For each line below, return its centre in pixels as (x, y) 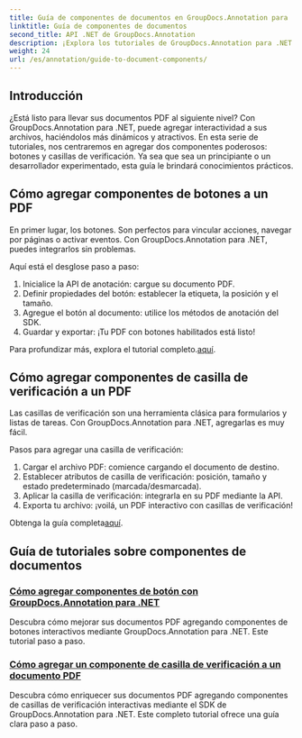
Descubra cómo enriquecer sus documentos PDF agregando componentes (149, 696)
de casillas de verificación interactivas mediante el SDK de (118, 705)
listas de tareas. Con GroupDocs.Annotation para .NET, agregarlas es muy (147, 423)
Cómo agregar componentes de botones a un (139, 194)
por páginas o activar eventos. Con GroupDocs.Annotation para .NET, (138, 239)
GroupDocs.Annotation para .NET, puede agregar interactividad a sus (138, 127)
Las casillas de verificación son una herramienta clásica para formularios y (148, 413)
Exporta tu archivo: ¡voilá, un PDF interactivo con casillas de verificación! (157, 506)
